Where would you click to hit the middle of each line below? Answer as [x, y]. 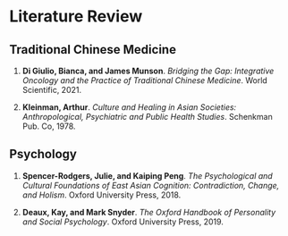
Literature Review [76, 17]
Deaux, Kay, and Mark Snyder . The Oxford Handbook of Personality [149, 212]
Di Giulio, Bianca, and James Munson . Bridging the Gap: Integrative [148, 71]
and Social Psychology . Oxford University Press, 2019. [123, 222]
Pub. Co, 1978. [49, 126]
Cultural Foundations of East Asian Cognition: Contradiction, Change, [151, 185]
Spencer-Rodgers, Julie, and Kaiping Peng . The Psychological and [147, 175]
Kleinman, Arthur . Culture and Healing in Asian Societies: [129, 107]
